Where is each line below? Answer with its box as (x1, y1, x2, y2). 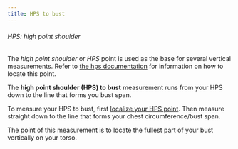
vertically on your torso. (7, 133, 77, 142)
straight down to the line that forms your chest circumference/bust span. (7, 111, 221, 121)
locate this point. (7, 69, 57, 78)
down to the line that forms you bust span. (7, 90, 132, 99)
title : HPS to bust (7, 10, 66, 18)
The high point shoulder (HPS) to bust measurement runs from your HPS (7, 83, 223, 92)
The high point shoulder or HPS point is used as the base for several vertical (7, 54, 232, 62)
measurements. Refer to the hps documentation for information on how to (7, 62, 224, 70)
